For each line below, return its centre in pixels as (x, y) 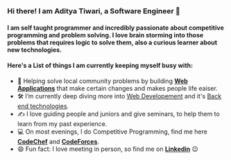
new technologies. (35, 50)
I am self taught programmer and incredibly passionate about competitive (115, 28)
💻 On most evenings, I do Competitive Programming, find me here (112, 132)
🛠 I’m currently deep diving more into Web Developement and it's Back (119, 96)
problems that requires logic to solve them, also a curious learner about (112, 42)
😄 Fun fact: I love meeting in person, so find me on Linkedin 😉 (108, 149)
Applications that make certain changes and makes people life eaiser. (118, 88)
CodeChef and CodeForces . (58, 141)
